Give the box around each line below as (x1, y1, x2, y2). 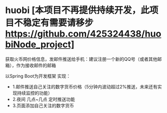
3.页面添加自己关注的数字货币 (12, 102, 74, 108)
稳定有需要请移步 (23, 17, 94, 29)
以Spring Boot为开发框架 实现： (5, 73, 71, 79)
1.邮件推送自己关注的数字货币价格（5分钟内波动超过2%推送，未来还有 (12, 83, 158, 89)
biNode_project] (5, 39, 74, 50)
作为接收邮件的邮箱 (16, 62, 56, 68)
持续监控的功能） (17, 90, 53, 96)
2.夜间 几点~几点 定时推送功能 (12, 96, 75, 102)
